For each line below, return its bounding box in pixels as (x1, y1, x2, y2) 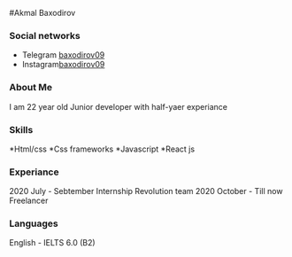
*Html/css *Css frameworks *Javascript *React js (9, 144, 196, 154)
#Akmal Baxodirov (9, 8, 76, 18)
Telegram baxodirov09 (21, 50, 105, 60)
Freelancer (9, 195, 49, 206)
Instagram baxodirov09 (21, 59, 105, 70)
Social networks (9, 29, 81, 42)
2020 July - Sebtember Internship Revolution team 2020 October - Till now (9, 186, 283, 197)
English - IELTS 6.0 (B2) (9, 238, 96, 248)
